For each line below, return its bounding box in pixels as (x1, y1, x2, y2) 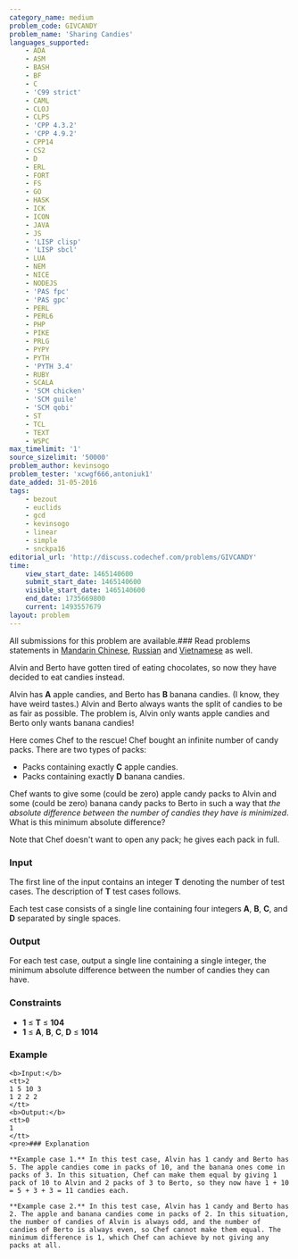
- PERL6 (25, 312, 54, 321)
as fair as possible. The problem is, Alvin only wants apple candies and (9, 707, 270, 719)
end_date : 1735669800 (25, 595, 105, 604)
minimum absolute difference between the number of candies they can (9, 965, 270, 976)
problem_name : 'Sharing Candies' (9, 29, 134, 38)
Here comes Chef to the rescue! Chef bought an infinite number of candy (9, 734, 279, 746)
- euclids (25, 503, 62, 512)
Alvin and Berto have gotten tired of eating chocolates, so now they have (9, 662, 277, 672)
